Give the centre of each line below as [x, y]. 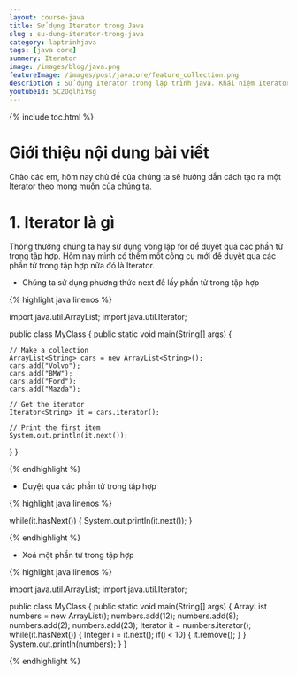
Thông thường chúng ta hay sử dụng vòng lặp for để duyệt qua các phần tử [146, 247]
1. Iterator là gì [62, 222]
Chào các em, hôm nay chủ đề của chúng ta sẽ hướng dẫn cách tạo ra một [145, 177]
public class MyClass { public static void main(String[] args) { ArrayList [138, 607]
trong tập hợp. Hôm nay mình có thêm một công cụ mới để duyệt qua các [143, 256]
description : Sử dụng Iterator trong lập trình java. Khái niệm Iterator [150, 83]
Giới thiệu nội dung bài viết [109, 152]
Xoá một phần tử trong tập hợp [78, 555]
